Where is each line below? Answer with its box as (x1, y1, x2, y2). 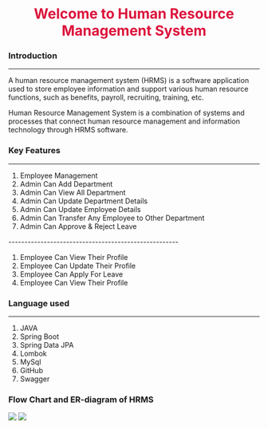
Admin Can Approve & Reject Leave (19, 221, 137, 231)
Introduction (8, 50, 57, 61)
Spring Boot (19, 332, 60, 341)
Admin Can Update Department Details (19, 196, 148, 206)
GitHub (19, 366, 44, 376)
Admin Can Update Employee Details (19, 204, 141, 214)
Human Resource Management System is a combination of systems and (8, 108, 245, 118)
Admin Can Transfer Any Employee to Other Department (19, 213, 205, 222)
